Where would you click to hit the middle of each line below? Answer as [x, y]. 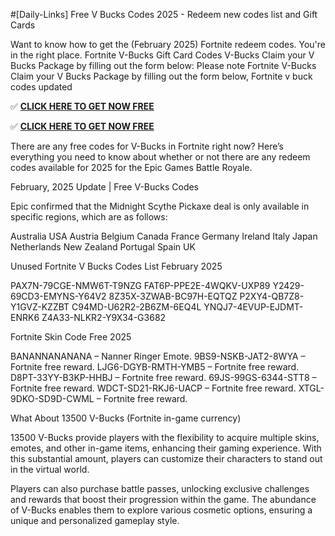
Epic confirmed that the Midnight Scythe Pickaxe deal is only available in [160, 206]
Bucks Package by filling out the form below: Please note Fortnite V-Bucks [163, 65]
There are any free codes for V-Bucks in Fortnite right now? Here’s [147, 146]
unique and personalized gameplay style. [95, 520]
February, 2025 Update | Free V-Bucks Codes [105, 187]
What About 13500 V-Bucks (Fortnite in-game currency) [126, 418]
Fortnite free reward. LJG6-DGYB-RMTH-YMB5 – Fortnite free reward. [155, 367]
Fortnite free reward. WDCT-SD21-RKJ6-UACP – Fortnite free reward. [153, 388]
